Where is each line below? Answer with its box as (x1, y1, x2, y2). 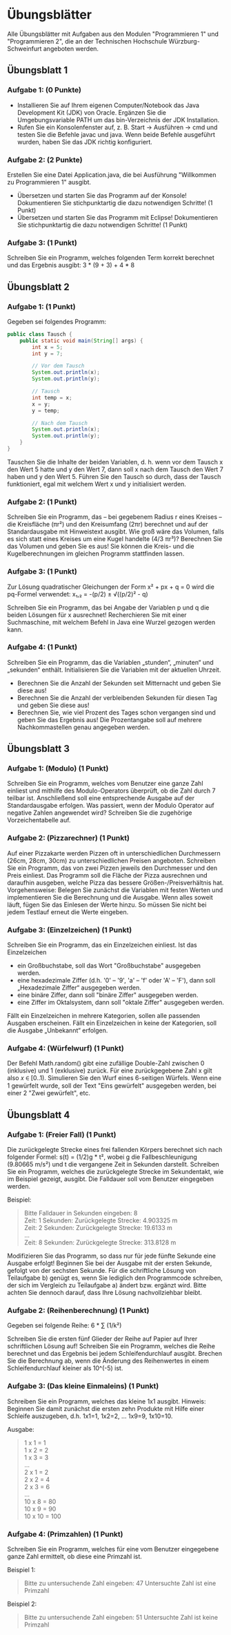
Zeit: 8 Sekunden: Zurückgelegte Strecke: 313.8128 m (23, 1238, 177, 1247)
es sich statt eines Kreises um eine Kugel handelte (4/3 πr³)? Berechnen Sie (7, 535, 223, 543)
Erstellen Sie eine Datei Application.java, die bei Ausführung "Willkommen (7, 170, 217, 179)
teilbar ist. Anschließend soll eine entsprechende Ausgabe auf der (7, 794, 195, 802)
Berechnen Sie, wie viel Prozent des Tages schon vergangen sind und (17, 708, 216, 717)
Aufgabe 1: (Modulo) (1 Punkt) (7, 764, 109, 773)
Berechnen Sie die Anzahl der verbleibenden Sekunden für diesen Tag (17, 693, 217, 701)
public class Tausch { (7, 330, 72, 338)
